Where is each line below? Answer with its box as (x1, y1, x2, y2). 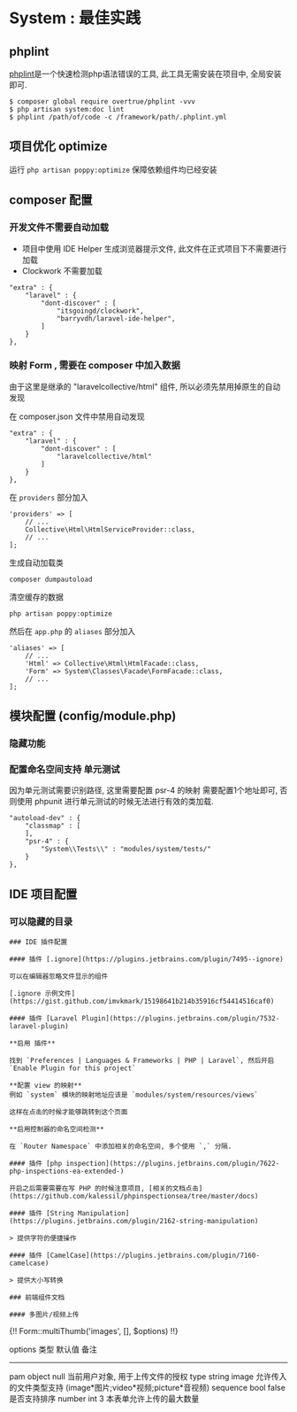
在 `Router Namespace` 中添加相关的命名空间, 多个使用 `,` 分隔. (9, 1142, 232, 1152)
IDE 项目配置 (9, 887, 78, 902)
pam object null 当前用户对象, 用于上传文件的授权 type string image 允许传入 (9, 1371, 287, 1382)
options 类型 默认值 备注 (9, 1344, 97, 1355)
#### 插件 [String (9, 1209, 74, 1218)
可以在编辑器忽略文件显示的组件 (9, 972, 109, 981)
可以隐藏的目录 (9, 915, 73, 927)
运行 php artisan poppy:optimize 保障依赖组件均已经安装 (9, 164, 218, 175)
